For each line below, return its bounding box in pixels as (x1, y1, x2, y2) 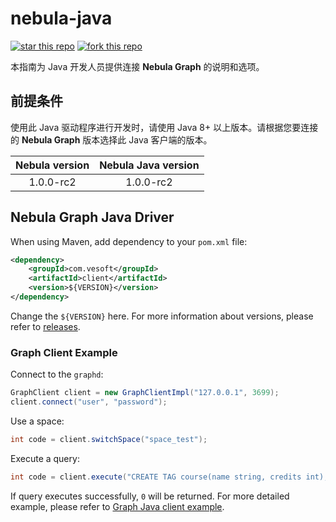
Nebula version (15, 158, 90, 172)
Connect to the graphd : (10, 368, 104, 381)
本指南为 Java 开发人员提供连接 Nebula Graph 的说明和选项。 (10, 60, 265, 72)
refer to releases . (10, 320, 81, 332)
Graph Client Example (10, 345, 118, 359)
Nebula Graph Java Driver (10, 209, 175, 226)
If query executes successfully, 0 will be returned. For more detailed (10, 490, 290, 502)
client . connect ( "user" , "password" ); (10, 397, 168, 407)
